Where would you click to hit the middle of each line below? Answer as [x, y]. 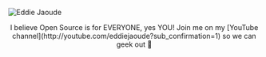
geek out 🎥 [134, 44]
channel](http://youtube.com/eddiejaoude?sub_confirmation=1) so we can [134, 36]
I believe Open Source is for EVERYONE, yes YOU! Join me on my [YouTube [134, 27]
